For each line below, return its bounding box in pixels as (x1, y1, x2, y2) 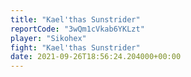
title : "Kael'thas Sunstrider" (10, 14, 141, 25)
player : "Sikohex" (10, 33, 87, 43)
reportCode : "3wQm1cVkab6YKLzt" (10, 24, 145, 34)
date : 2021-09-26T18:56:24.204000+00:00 (10, 52, 182, 62)
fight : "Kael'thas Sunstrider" (10, 42, 141, 53)
